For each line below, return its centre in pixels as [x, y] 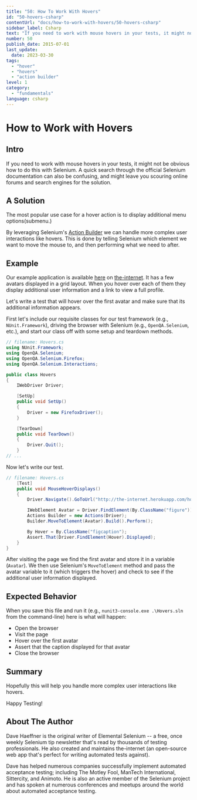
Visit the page [31, 634]
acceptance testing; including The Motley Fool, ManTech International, [91, 772]
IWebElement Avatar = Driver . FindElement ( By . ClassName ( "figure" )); [111, 510]
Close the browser [37, 653]
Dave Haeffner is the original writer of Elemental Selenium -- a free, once [94, 736]
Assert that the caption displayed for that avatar [72, 647]
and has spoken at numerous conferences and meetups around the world [95, 785]
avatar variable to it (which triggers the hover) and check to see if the [90, 572]
